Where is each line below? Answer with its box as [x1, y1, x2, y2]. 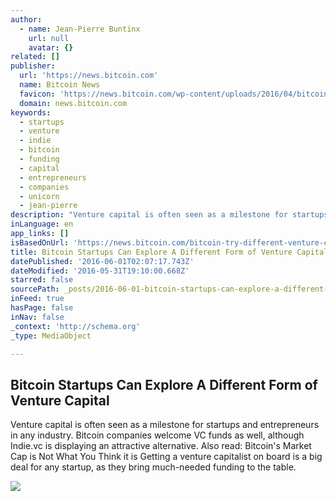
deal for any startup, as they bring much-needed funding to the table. [10, 461, 297, 473]
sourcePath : [10, 284, 60, 295]
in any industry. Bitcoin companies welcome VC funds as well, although [10, 429, 305, 441]
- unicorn [19, 191, 60, 201]
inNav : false [10, 312, 65, 322]
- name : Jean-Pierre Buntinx [19, 24, 141, 34]
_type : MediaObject [10, 331, 92, 341]
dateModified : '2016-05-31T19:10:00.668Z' [10, 266, 190, 276]
